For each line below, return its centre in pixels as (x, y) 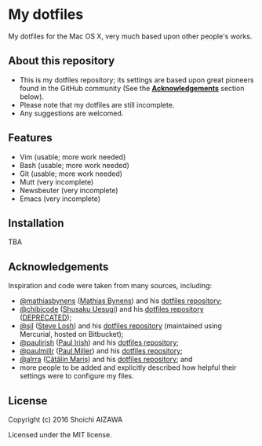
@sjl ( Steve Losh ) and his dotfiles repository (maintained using (120, 326)
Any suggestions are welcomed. (71, 113)
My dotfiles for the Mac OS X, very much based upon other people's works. (130, 36)
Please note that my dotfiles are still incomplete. (97, 104)
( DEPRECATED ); (45, 318)
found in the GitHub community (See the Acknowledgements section (132, 88)
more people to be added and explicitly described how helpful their (128, 367)
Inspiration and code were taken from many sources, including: (110, 286)
